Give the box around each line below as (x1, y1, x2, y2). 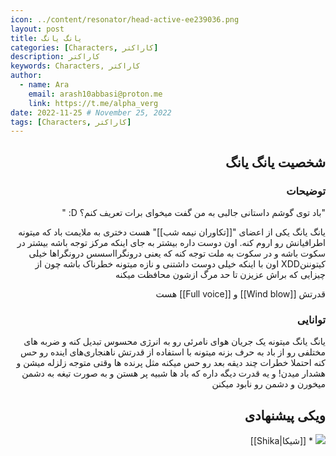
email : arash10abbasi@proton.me (28, 89, 163, 99)
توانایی (296, 312, 326, 326)
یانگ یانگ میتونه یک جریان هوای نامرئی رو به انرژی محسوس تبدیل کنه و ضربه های (23, 336, 326, 348)
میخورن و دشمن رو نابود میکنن (211, 378, 326, 390)
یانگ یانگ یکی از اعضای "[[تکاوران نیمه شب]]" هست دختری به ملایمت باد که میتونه (18, 226, 326, 238)
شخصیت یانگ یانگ (224, 154, 326, 171)
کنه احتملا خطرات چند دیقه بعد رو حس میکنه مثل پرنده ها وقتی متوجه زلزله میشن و (16, 357, 326, 369)
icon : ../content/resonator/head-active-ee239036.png (10, 14, 240, 25)
